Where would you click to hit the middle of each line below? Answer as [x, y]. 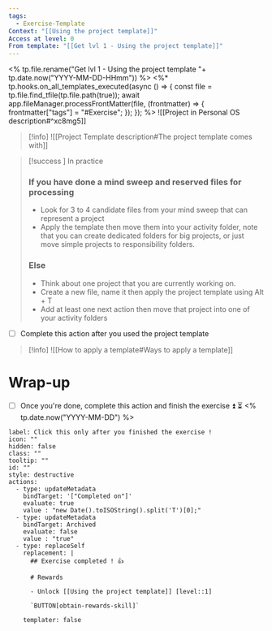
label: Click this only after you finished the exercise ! [110, 432]
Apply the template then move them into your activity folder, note [149, 227]
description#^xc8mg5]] [47, 121]
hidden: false [32, 446]
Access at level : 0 [41, 39]
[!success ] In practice [66, 161]
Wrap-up [39, 382]
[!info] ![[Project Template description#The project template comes [140, 137]
